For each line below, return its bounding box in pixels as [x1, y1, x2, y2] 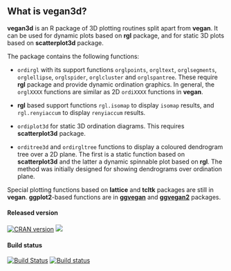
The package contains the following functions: [7, 52, 140, 60]
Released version [7, 209, 59, 217]
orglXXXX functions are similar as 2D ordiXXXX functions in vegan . [17, 87, 204, 96]
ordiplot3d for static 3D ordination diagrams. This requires [17, 121, 185, 130]
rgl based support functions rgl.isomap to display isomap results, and [17, 100, 214, 110]
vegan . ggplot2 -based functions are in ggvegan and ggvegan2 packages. [7, 193, 221, 201]
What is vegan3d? [7, 6, 87, 17]
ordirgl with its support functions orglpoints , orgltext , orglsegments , [17, 65, 217, 73]
